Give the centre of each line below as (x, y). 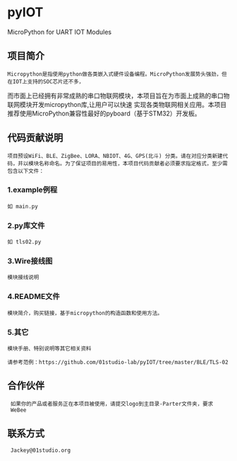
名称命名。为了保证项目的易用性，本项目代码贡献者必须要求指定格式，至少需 (133, 164)
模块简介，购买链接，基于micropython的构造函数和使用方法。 (85, 313)
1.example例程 (32, 190)
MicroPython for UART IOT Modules (59, 32)
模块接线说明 (23, 278)
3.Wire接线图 (30, 261)
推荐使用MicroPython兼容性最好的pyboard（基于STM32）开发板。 (104, 113)
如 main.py (23, 206)
